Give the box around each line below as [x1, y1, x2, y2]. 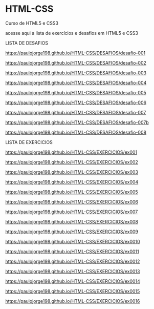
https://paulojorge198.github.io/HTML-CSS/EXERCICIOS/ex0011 [5, 248, 139, 254]
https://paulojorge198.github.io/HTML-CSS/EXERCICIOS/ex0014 [5, 278, 141, 284]
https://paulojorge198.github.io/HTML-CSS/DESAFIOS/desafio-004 [5, 79, 147, 86]
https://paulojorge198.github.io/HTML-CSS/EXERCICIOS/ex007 [5, 209, 138, 215]
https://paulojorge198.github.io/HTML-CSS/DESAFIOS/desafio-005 [5, 89, 147, 95]
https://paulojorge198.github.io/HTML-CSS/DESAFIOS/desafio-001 [5, 50, 146, 56]
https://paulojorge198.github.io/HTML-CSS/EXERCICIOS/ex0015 [5, 288, 140, 294]
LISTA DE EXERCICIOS [5, 139, 53, 145]
